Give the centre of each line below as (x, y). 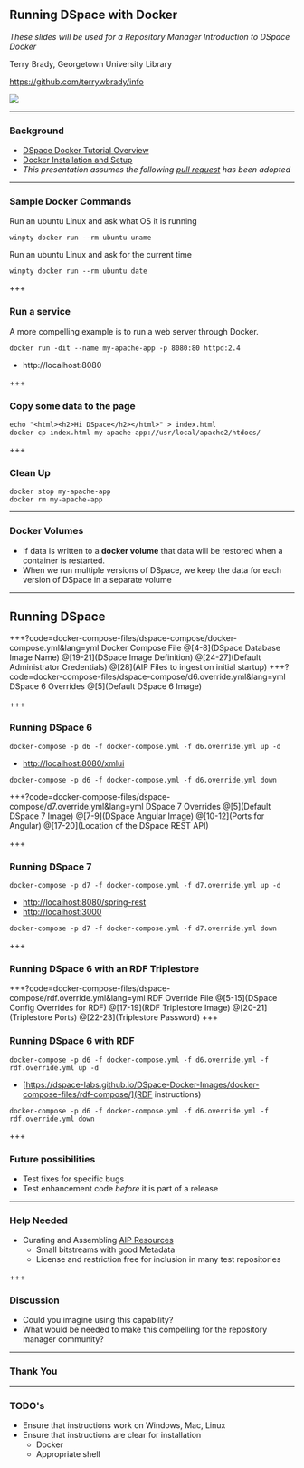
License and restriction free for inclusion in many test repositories (158, 1259)
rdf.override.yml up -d (54, 1068)
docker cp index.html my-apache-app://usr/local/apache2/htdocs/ (135, 433)
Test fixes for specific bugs (73, 1179)
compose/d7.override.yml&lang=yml (76, 806)
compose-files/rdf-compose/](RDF (87, 1094)
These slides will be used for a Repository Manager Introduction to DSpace (150, 36)
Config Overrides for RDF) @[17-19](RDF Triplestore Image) (120, 1008)
